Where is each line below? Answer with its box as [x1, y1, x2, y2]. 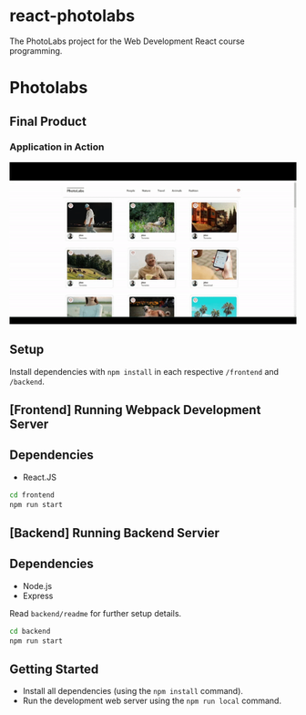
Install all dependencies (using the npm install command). [22, 686, 244, 697]
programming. [9, 45, 63, 56]
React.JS [22, 471, 57, 482]
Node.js [22, 580, 53, 591]
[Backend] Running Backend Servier [9, 525, 220, 541]
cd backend [9, 627, 51, 636]
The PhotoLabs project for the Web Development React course [9, 36, 245, 47]
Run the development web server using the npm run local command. [22, 695, 282, 707]
